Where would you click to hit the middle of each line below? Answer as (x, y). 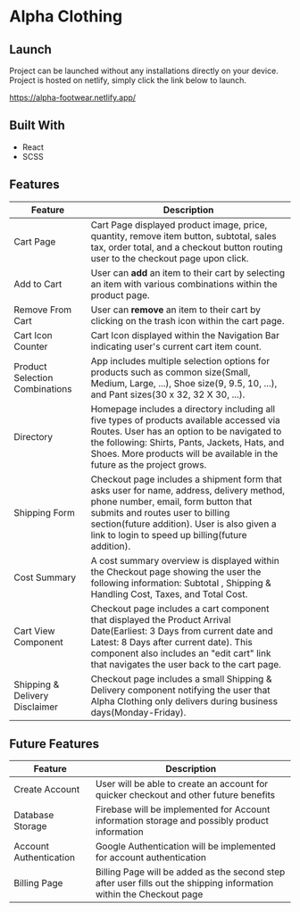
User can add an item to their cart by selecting (188, 272)
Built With (37, 125)
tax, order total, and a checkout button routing (187, 247)
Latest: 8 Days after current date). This (171, 642)
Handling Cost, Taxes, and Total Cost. (169, 593)
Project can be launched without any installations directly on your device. (144, 70)
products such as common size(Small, (171, 372)
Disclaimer (36, 707)
